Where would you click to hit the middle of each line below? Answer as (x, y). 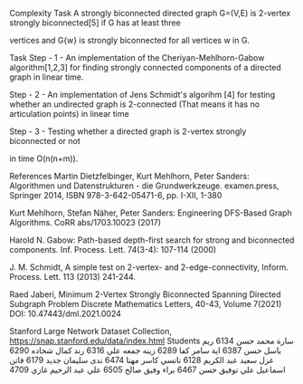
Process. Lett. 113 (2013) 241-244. (73, 277)
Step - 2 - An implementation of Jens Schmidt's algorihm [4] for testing (142, 95)
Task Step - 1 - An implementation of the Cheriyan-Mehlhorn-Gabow (137, 58)
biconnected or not (45, 141)
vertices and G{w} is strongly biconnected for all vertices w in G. (130, 40)
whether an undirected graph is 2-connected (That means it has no (135, 104)
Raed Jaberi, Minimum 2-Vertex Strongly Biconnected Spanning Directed (146, 294)
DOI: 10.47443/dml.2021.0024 (66, 313)
